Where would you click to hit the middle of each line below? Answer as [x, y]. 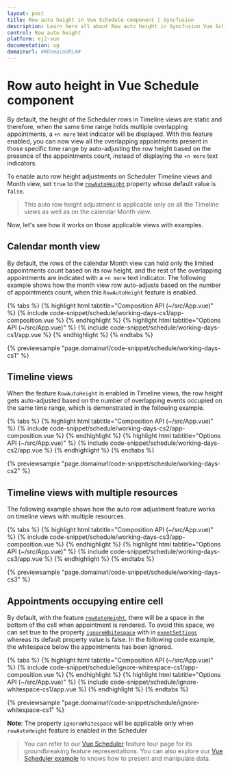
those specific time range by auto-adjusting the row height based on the [109, 148]
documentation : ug [33, 45]
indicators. [22, 163]
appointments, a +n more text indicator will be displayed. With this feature [110, 134]
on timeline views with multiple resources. [66, 516]
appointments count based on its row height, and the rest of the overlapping [114, 270]
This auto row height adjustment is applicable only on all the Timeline [121, 204]
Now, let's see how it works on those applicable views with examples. [105, 225]
